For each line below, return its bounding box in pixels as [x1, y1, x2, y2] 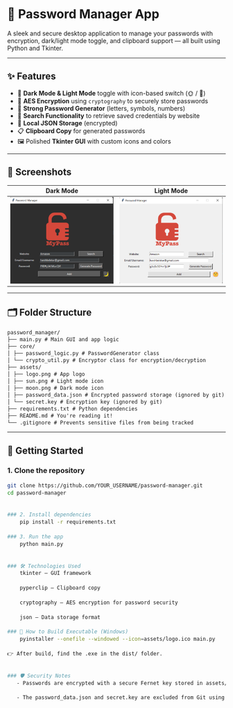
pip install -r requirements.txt [19, 519, 116, 526]
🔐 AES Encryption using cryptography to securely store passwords [17, 96, 209, 105]
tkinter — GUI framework [19, 570, 92, 577]
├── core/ [7, 343, 36, 350]
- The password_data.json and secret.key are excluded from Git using [16, 694, 225, 701]
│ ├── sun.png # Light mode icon [7, 378, 104, 385]
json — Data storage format [19, 614, 101, 621]
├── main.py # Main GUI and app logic [7, 336, 119, 343]
